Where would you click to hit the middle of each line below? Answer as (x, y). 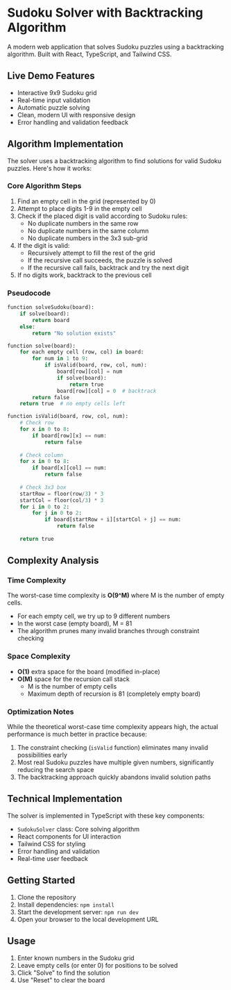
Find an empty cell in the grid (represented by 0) (86, 201)
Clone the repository (46, 897)
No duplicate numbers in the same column (88, 230)
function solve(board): (42, 346)
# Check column (42, 455)
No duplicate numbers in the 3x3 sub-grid (87, 238)
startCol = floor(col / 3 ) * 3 (62, 500)
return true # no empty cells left (73, 404)
